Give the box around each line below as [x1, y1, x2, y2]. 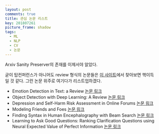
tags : [5, 30, 16, 34]
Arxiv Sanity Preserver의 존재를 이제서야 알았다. [5, 61, 98, 67]
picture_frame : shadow [5, 25, 51, 30]
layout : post [5, 7, 32, 12]
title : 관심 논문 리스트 [5, 16, 48, 21]
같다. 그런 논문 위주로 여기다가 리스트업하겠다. [15, 78, 102, 84]
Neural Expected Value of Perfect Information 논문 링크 [12, 123, 121, 129]
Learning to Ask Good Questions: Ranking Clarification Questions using [12, 118, 155, 123]
